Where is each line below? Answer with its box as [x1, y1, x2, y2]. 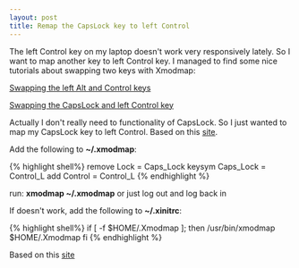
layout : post [9, 13, 58, 22]
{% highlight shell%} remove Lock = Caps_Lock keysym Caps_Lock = [9, 161, 267, 172]
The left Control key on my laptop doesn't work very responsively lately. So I [9, 46, 291, 56]
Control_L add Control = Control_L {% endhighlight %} [9, 171, 210, 181]
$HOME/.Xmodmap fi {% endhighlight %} [9, 231, 163, 242]
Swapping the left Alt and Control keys [9, 82, 151, 93]
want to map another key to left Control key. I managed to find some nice [9, 55, 278, 66]
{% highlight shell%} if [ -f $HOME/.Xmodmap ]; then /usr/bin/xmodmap [9, 222, 276, 233]
